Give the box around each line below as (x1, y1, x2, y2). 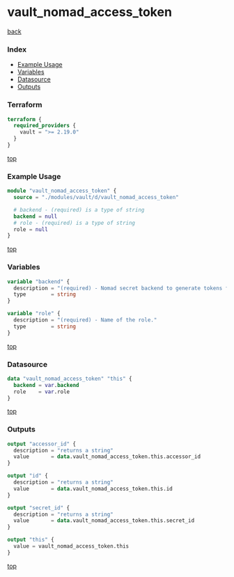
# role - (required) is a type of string (13, 219, 136, 226)
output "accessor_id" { (7, 440, 77, 448)
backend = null (13, 213, 58, 220)
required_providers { (13, 122, 77, 129)
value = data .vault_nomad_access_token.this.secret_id (13, 517, 195, 524)
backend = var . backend (13, 381, 79, 388)
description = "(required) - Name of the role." (13, 317, 157, 324)
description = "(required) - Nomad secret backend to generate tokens (13, 285, 223, 292)
